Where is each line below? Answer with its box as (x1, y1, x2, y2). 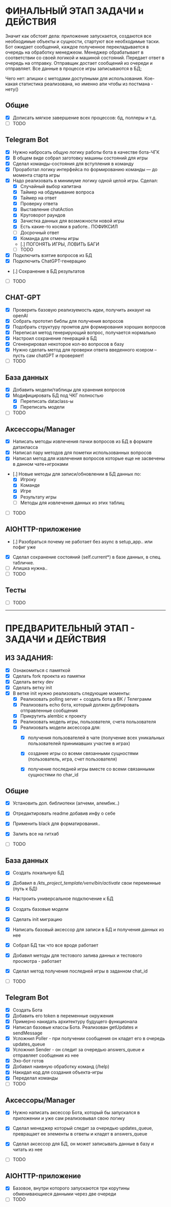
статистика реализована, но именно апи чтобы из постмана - (18, 81, 154, 87)
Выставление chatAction (20, 206, 74, 212)
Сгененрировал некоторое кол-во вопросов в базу (12, 341, 124, 347)
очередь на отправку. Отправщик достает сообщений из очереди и (5, 60, 153, 66)
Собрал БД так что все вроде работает (12, 942, 99, 948)
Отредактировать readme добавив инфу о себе (12, 810, 116, 817)
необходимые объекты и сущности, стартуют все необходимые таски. (5, 38, 160, 44)
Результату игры (20, 493, 57, 500)
